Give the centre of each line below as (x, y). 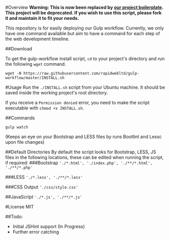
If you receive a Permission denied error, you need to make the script (77, 102)
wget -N (13, 73)
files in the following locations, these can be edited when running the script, (84, 157)
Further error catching (36, 232)
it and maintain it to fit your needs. (42, 18)
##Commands (20, 118)
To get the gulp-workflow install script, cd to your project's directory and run (85, 59)
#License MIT (20, 207)
